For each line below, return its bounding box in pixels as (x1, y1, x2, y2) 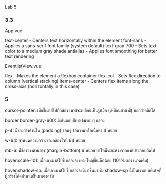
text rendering (5, 53, 34, 59)
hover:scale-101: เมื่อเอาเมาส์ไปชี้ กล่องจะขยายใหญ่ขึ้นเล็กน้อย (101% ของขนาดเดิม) (5, 157, 149, 163)
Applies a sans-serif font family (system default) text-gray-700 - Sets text (5, 43, 157, 49)
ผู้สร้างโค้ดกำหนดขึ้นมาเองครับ (5, 173, 54, 179)
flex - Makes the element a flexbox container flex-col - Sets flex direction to (5, 73, 161, 79)
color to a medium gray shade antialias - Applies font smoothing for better (5, 48, 157, 54)
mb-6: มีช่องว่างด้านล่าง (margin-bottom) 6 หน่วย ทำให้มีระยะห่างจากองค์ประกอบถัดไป (5, 147, 156, 153)
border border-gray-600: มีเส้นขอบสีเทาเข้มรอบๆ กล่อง (5, 117, 105, 123)
